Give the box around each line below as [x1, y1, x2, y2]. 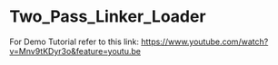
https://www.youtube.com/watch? [140, 36, 269, 47]
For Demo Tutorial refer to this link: [9, 36, 139, 47]
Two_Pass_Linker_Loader [9, 6, 206, 27]
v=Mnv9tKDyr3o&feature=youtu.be [9, 45, 141, 56]
